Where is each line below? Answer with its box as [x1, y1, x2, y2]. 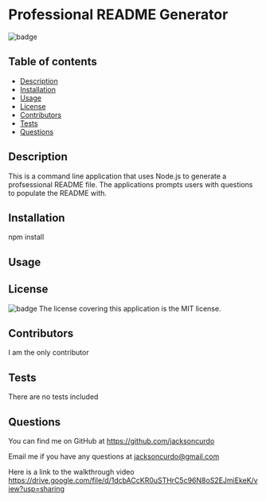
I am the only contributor [8, 348, 89, 358]
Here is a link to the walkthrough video [8, 468, 135, 477]
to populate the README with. [8, 188, 108, 198]
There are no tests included [8, 392, 99, 401]
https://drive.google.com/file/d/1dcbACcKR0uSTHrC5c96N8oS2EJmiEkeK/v [8, 476, 258, 485]
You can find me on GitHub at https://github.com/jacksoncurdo [8, 436, 215, 446]
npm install [8, 233, 45, 242]
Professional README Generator [8, 6, 229, 24]
